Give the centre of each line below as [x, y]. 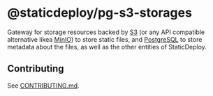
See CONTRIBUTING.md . [43, 86]
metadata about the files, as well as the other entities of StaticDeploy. [107, 47]
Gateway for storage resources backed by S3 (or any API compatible [106, 32]
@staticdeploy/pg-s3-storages [100, 13]
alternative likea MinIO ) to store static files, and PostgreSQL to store [105, 39]
